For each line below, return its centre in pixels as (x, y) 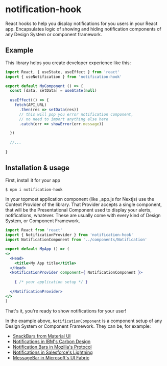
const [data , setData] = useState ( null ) (53, 91)
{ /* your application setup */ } (51, 282)
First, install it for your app (33, 180)
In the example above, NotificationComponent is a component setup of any (84, 321)
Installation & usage (38, 168)
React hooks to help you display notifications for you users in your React (81, 23)
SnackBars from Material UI (42, 336)
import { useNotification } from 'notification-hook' (64, 77)
